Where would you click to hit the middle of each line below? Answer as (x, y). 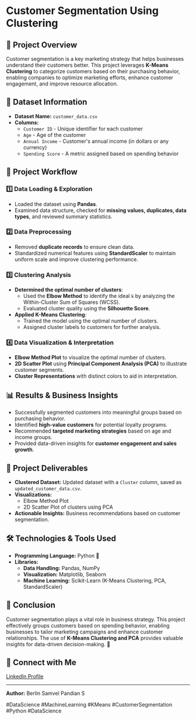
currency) (35, 147)
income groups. (33, 437)
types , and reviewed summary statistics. (63, 216)
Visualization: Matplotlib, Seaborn (65, 574)
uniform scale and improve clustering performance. (76, 259)
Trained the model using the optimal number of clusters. (91, 321)
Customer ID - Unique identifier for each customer (83, 128)
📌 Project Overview (42, 45)
